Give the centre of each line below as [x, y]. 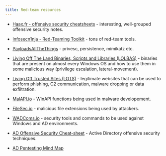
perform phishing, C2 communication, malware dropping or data [78, 84]
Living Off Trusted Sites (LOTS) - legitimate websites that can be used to [86, 78]
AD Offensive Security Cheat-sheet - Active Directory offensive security [86, 133]
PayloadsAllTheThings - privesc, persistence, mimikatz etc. [73, 48]
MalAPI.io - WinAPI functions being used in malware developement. [82, 99]
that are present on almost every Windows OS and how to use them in [84, 63]
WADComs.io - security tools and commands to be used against [78, 118]
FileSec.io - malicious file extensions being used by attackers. [76, 108]
